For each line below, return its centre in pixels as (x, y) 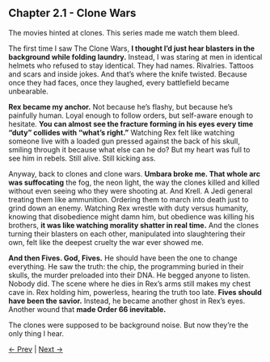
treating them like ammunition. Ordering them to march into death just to (129, 199)
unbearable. (28, 91)
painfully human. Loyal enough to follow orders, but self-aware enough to (131, 115)
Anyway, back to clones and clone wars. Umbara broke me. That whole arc (135, 173)
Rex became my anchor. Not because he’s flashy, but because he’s (120, 106)
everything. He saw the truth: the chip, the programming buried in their (126, 266)
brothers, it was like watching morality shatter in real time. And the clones (134, 225)
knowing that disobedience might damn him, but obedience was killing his (131, 216)
